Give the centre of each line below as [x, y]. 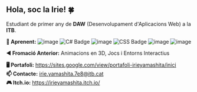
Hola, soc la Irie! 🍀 [40, 10]
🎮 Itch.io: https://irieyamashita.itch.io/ [53, 83]
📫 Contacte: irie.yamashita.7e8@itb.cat [55, 74]
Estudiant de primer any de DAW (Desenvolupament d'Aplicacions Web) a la [99, 24]
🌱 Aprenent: [21, 41]
